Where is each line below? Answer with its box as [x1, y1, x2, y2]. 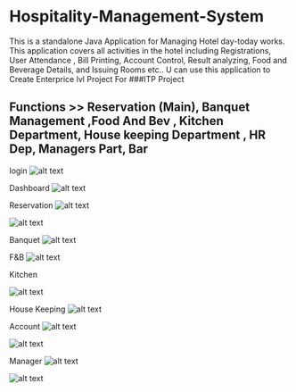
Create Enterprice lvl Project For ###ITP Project [9, 73, 185, 84]
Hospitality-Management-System [9, 6, 265, 27]
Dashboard [9, 182, 51, 193]
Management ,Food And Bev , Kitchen [9, 113, 225, 129]
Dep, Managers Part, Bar [9, 141, 149, 157]
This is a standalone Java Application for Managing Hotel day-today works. [9, 36, 285, 46]
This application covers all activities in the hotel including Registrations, [9, 45, 272, 55]
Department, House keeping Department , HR [9, 128, 266, 143]
